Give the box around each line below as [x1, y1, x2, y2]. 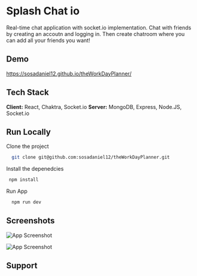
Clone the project [6, 142, 49, 150]
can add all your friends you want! [6, 37, 90, 44]
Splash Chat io [6, 4, 80, 18]
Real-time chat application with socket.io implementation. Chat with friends [6, 24, 192, 31]
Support [6, 260, 38, 271]
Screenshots [6, 216, 55, 226]
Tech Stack [6, 87, 49, 98]
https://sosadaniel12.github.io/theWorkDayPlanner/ [6, 70, 132, 77]
